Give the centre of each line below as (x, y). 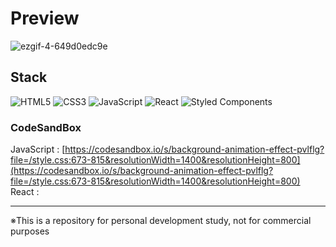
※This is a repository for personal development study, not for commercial (161, 221)
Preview (45, 18)
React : (25, 192)
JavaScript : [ (38, 149)
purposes (30, 231)
